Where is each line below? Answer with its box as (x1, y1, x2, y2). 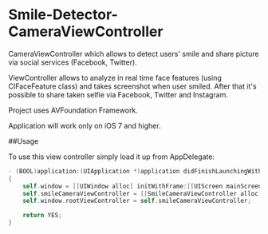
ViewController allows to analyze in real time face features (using (8, 73, 222, 82)
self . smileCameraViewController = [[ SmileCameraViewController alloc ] (22, 189, 262, 197)
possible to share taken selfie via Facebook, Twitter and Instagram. (8, 89, 229, 99)
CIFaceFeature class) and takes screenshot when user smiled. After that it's (8, 81, 257, 91)
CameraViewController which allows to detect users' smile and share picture (8, 49, 259, 58)
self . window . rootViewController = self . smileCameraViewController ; (22, 197, 251, 205)
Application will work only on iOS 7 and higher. (8, 121, 161, 130)
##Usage (8, 136, 39, 145)
